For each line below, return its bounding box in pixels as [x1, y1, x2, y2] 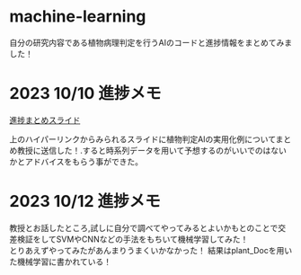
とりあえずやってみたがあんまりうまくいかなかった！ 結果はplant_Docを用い [9, 244, 293, 255]
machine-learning [9, 6, 146, 27]
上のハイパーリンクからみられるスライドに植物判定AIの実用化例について [9, 133, 276, 145]
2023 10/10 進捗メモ [9, 84, 162, 104]
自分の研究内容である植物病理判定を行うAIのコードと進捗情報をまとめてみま [9, 37, 293, 48]
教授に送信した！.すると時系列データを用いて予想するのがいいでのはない [16, 145, 288, 155]
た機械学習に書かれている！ [9, 256, 112, 267]
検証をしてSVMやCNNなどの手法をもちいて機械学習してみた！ [16, 234, 249, 244]
